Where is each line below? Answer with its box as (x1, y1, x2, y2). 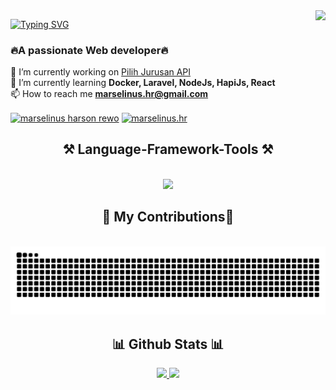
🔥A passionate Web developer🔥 (10, 43, 169, 57)
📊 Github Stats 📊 (111, 335, 225, 353)
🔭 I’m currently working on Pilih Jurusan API (10, 66, 192, 78)
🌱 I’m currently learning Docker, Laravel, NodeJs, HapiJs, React (10, 77, 276, 89)
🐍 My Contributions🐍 (101, 209, 235, 226)
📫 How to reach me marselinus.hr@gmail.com (10, 88, 209, 100)
